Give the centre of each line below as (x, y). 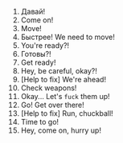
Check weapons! (49, 88)
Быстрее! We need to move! (68, 37)
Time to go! (40, 122)
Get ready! (38, 62)
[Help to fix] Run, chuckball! (67, 113)
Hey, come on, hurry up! (61, 130)
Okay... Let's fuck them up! (66, 96)
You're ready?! (45, 46)
